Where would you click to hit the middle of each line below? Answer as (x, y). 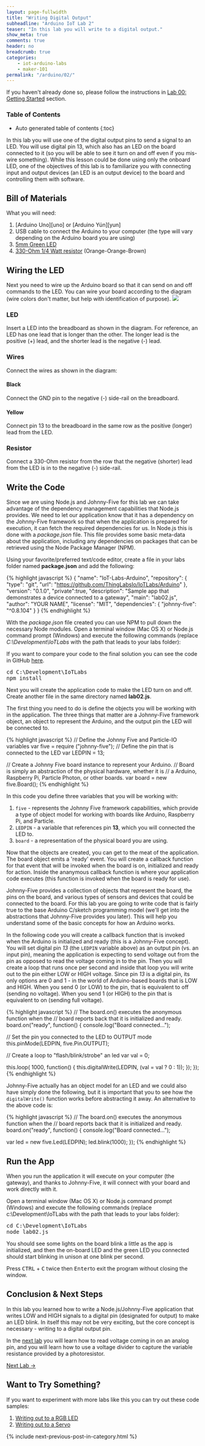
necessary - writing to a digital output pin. (59, 1328)
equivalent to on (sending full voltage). (55, 1000)
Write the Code (36, 487)
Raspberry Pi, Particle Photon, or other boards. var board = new (87, 778)
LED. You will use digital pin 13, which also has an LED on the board (91, 146)
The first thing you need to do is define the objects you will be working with (101, 709)
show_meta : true (27, 35)
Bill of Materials (37, 198)
